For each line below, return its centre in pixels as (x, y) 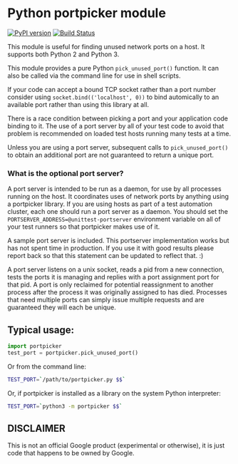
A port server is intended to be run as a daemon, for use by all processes (115, 189)
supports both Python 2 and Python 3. (63, 54)
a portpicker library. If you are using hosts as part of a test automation (110, 204)
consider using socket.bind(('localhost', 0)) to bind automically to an (113, 97)
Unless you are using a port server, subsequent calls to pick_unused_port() (118, 147)
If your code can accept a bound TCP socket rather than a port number (112, 89)
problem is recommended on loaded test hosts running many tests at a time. (119, 133)
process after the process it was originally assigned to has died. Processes (117, 292)
